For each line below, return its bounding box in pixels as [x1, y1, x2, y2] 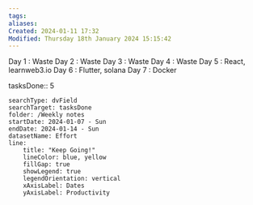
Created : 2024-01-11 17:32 [8, 27, 99, 35]
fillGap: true [23, 160, 70, 169]
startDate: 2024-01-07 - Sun [8, 118, 107, 126]
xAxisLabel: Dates [23, 182, 85, 190]
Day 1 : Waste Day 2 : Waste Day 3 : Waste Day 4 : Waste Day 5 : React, [8, 57, 246, 66]
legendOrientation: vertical [23, 175, 121, 183]
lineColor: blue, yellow [23, 153, 107, 162]
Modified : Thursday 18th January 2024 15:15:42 [8, 34, 172, 43]
